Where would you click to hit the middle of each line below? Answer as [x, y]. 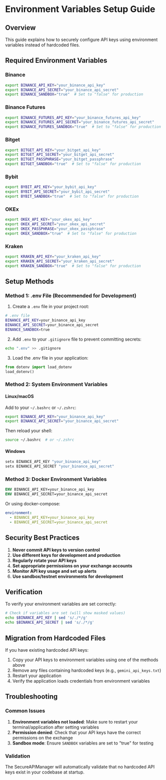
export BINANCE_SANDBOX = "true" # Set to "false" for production [74, 94]
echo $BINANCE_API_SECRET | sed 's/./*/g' [50, 623]
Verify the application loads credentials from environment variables [81, 681]
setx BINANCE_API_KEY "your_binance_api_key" [53, 462]
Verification [24, 592]
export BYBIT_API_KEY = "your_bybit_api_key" [51, 187]
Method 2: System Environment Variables [56, 385]
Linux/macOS [19, 396]
